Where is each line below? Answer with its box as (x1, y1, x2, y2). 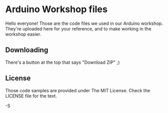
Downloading (5, 46, 48, 54)
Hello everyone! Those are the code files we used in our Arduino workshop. (5, 20, 163, 26)
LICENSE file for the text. (5, 93, 57, 99)
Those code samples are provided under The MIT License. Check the (5, 87, 151, 93)
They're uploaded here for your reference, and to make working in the (5, 25, 152, 31)
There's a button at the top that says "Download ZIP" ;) (5, 59, 120, 65)
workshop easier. (5, 31, 42, 37)
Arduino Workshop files (5, 4, 108, 15)
